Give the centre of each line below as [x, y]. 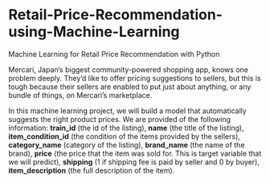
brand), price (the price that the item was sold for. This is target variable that [135, 153]
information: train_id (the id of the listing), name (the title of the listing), [126, 128]
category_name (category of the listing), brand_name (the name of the [127, 144]
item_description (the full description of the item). [92, 170]
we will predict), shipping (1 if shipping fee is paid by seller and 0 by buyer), [134, 161]
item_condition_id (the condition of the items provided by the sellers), [125, 136]
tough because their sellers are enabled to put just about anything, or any [130, 87]
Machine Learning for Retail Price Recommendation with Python [114, 54]
